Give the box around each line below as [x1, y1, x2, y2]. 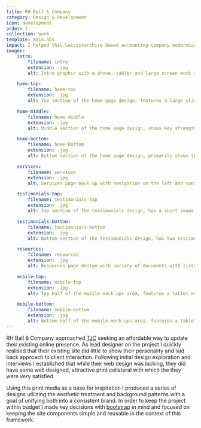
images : [6, 48, 26, 54]
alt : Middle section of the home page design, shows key [28, 125, 172, 131]
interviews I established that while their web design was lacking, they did [6, 360, 186, 367]
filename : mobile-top [28, 279, 82, 285]
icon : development [6, 20, 52, 26]
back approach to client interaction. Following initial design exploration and [6, 353, 191, 360]
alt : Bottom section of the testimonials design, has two [28, 235, 175, 242]
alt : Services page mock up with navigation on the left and [28, 180, 184, 186]
